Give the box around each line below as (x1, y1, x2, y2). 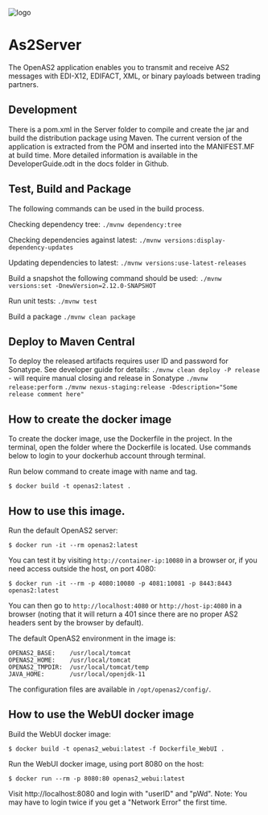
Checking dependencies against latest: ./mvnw (8, 235, 161, 245)
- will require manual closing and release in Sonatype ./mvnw (8, 374, 208, 383)
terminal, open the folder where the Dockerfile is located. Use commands (8, 442, 252, 452)
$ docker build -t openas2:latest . (8, 483, 131, 491)
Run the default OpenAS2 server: (8, 525, 118, 535)
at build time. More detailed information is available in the (8, 150, 199, 160)
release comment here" (8, 391, 85, 399)
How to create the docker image (8, 412, 172, 426)
